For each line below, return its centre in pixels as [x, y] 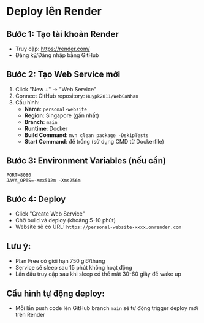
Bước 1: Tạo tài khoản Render [62, 34]
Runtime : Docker [46, 128]
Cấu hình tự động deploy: [56, 293]
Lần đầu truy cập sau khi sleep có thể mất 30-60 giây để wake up [98, 274]
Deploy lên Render [54, 11]
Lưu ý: [19, 246]
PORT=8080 [19, 175]
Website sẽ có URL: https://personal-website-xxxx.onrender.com [98, 227]
